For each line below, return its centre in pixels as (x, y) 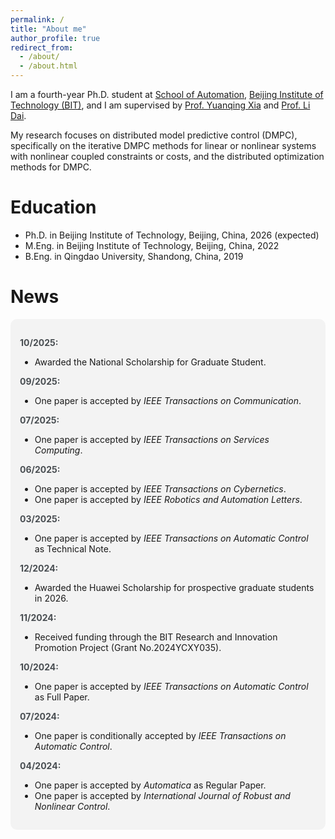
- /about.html (48, 66)
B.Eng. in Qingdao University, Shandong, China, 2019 (134, 256)
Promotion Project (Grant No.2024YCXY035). (128, 647)
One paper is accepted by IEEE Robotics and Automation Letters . (168, 499)
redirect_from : (42, 47)
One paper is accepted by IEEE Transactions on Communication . (168, 400)
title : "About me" (48, 29)
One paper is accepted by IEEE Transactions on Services (152, 439)
